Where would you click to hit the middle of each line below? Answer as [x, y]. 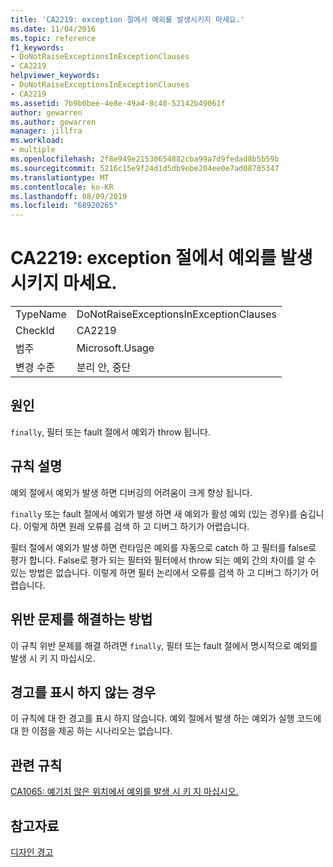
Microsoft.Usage [115, 348]
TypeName [41, 314]
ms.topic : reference [53, 38]
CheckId [35, 331]
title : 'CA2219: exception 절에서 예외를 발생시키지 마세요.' [128, 19]
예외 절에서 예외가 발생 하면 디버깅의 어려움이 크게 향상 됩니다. [131, 492]
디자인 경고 [32, 852]
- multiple [33, 150]
